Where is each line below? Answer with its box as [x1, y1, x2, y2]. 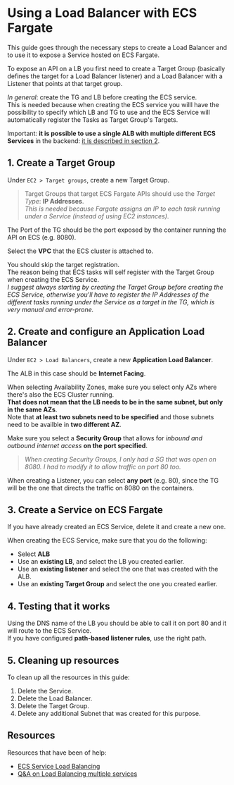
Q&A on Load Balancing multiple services [17, 769, 138, 778]
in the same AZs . [7, 405, 58, 414]
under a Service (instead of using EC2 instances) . [24, 211, 169, 220]
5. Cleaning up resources [7, 654, 119, 667]
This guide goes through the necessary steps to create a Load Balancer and [7, 43, 227, 51]
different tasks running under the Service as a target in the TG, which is [7, 297, 215, 306]
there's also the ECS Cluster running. [7, 390, 115, 399]
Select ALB [17, 550, 51, 558]
